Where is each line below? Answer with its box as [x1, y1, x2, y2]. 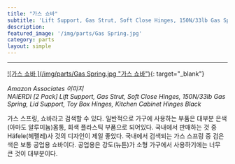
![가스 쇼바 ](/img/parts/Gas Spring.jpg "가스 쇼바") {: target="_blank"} [7, 69, 205, 78]
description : [7, 23, 45, 30]
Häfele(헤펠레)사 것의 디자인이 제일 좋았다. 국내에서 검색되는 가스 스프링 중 [7, 132, 211, 140]
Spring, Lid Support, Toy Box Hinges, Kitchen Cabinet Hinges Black [7, 100, 201, 108]
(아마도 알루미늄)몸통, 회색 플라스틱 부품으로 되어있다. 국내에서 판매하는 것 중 [7, 123, 217, 131]
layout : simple [7, 43, 52, 50]
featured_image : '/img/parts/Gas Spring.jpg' [7, 29, 142, 37]
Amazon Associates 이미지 [7, 85, 84, 93]
